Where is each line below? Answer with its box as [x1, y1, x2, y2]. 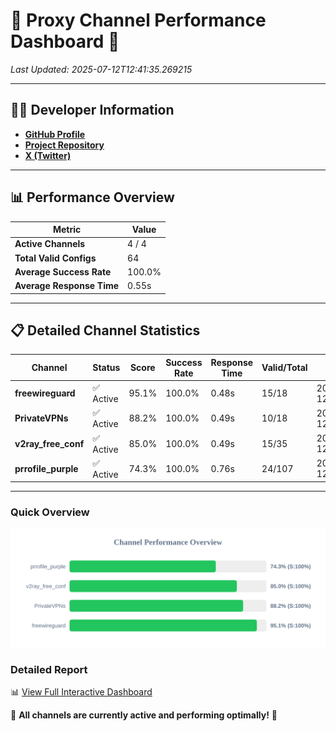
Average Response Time [14, 280, 120, 292]
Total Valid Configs [14, 252, 97, 264]
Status [92, 362, 121, 374]
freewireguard [14, 387, 76, 399]
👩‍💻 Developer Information [10, 102, 175, 119]
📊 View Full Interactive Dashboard [10, 685, 153, 698]
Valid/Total [261, 362, 308, 374]
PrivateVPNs [14, 412, 69, 424]
